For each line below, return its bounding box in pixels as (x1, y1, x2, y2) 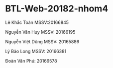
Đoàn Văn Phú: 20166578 (5, 58, 57, 64)
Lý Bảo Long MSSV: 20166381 (5, 48, 67, 54)
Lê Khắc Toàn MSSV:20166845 (5, 19, 69, 25)
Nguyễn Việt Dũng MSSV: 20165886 (5, 38, 80, 45)
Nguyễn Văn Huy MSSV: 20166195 (5, 29, 76, 35)
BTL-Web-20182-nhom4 (5, 3, 109, 14)
